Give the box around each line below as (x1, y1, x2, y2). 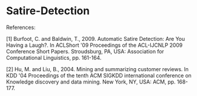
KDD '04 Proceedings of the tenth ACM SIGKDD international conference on (6, 72, 192, 79)
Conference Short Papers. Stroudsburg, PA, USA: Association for (6, 47, 164, 55)
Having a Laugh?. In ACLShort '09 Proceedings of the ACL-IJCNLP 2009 (6, 41, 183, 49)
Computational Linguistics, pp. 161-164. (6, 54, 102, 61)
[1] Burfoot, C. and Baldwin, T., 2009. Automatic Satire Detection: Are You (6, 35, 185, 42)
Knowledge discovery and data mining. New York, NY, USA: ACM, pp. (6, 78, 176, 85)
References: (6, 24, 35, 31)
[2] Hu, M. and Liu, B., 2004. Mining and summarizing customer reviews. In (6, 65, 189, 72)
